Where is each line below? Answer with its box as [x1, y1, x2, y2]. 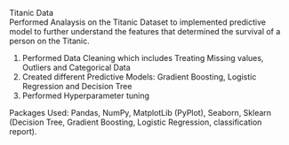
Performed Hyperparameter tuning [21, 90, 149, 101]
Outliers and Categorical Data [21, 62, 131, 72]
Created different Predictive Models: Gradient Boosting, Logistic [21, 72, 257, 82]
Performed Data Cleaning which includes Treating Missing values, [21, 53, 264, 63]
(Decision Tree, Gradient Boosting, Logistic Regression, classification [9, 117, 262, 127]
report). [9, 126, 37, 136]
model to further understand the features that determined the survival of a [9, 27, 281, 36]
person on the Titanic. [9, 35, 91, 46]
